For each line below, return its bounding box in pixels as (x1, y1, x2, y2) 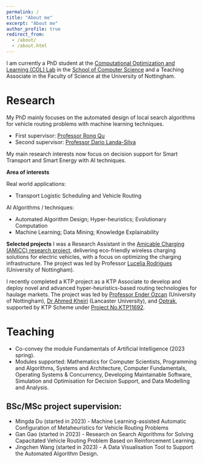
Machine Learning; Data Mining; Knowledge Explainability (15, 228, 159, 236)
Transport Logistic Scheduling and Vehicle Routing (15, 192, 142, 199)
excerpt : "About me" (6, 20, 59, 26)
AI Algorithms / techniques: (6, 204, 75, 211)
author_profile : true (6, 26, 61, 32)
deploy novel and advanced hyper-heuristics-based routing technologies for (6, 284, 197, 292)
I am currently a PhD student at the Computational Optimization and (6, 59, 175, 67)
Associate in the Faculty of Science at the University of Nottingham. (6, 72, 176, 80)
